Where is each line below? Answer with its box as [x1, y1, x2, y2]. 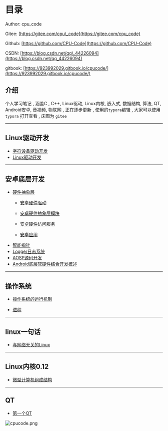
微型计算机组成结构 [12, 376, 52, 382]
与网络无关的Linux [12, 342, 50, 347]
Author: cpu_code [5, 21, 42, 27]
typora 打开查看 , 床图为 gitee [5, 113, 67, 119]
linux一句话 [5, 327, 41, 336]
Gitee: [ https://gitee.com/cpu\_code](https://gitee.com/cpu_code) [5, 31, 140, 37]
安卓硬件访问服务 [19, 221, 55, 227]
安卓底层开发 [5, 175, 45, 183]
